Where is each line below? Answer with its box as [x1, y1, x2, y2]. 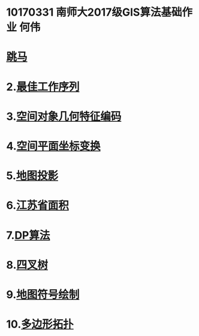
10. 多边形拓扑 [6, 317, 74, 331]
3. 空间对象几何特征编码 [6, 109, 122, 123]
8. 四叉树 [6, 258, 49, 272]
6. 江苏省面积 [6, 199, 69, 212]
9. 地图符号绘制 [6, 287, 80, 301]
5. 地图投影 [6, 169, 59, 183]
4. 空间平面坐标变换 [6, 139, 101, 153]
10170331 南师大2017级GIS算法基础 [6, 5, 182, 19]
